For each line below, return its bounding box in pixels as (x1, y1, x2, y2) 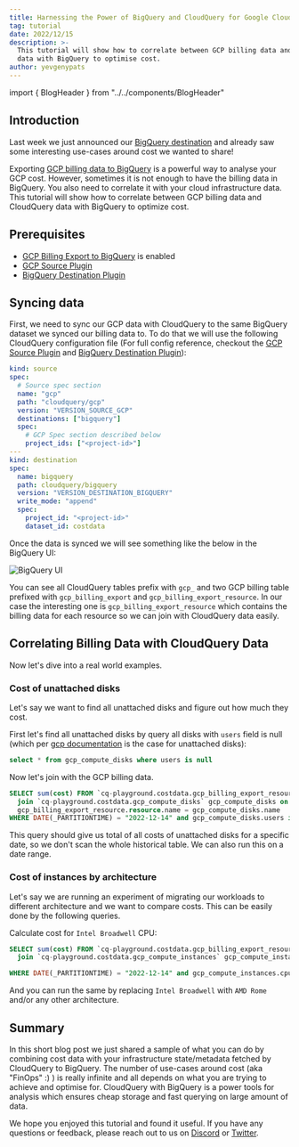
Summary (9, 1021, 65, 1036)
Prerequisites (9, 227, 85, 242)
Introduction (9, 113, 80, 128)
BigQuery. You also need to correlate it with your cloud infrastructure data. (9, 182, 282, 192)
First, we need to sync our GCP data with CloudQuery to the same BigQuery (9, 319, 287, 329)
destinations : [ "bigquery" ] (17, 414, 122, 423)
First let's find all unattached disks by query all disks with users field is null (9, 728, 283, 739)
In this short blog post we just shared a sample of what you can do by (9, 1044, 264, 1055)
